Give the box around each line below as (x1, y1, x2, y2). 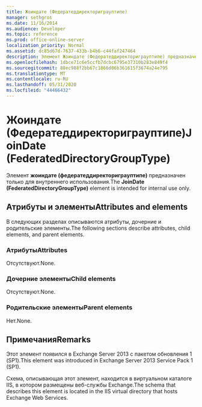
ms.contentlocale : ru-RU (6, 76, 69, 82)
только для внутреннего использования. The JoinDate (6, 178, 145, 185)
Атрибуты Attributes (6, 245, 68, 254)
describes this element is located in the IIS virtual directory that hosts (6, 388, 178, 395)
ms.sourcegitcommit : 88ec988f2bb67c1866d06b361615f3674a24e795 (6, 65, 168, 71)
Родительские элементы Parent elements (6, 303, 133, 312)
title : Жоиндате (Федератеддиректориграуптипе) (6, 8, 128, 15)
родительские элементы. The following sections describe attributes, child (6, 224, 191, 232)
